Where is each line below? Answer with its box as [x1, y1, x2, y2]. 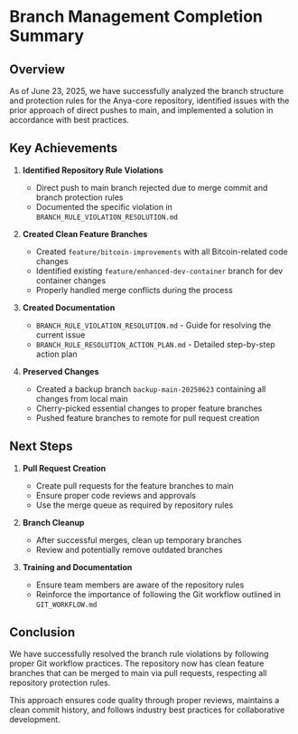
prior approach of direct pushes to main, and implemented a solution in [9, 105, 274, 115]
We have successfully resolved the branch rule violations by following [9, 649, 269, 660]
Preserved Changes [22, 366, 99, 377]
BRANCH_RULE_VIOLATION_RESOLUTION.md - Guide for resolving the [35, 319, 272, 330]
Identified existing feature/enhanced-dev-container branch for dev [35, 265, 284, 276]
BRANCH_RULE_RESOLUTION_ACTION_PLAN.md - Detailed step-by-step [35, 338, 275, 349]
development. [9, 714, 61, 725]
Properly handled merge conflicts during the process [35, 284, 233, 295]
